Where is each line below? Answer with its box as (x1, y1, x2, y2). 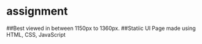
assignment (6, 4, 69, 18)
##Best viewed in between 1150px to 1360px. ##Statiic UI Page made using (6, 24, 196, 32)
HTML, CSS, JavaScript (6, 31, 66, 38)
